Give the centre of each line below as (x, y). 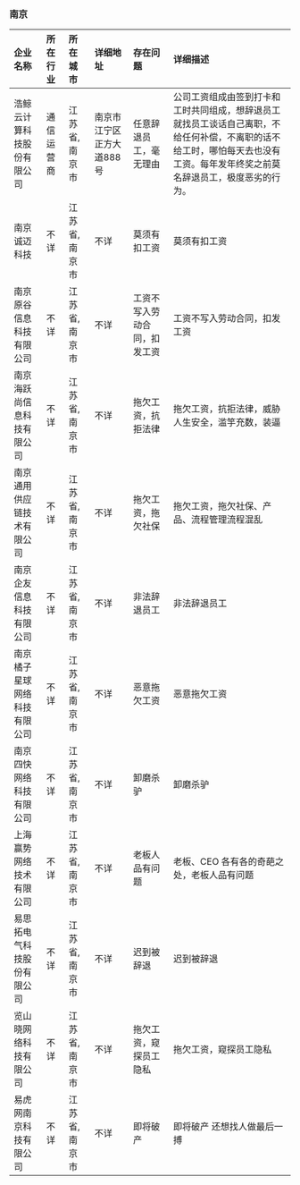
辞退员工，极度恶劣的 (227, 178)
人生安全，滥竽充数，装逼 (227, 422)
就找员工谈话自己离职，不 (227, 124)
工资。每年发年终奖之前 (222, 165)
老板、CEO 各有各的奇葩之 (228, 862)
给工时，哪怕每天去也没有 (227, 151)
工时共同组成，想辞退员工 (227, 111)
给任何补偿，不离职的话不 (227, 138)
